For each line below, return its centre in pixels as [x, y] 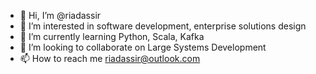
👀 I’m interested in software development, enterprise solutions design [163, 26]
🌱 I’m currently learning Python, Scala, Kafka [112, 36]
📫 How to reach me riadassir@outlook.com [110, 58]
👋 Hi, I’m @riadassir [60, 15]
